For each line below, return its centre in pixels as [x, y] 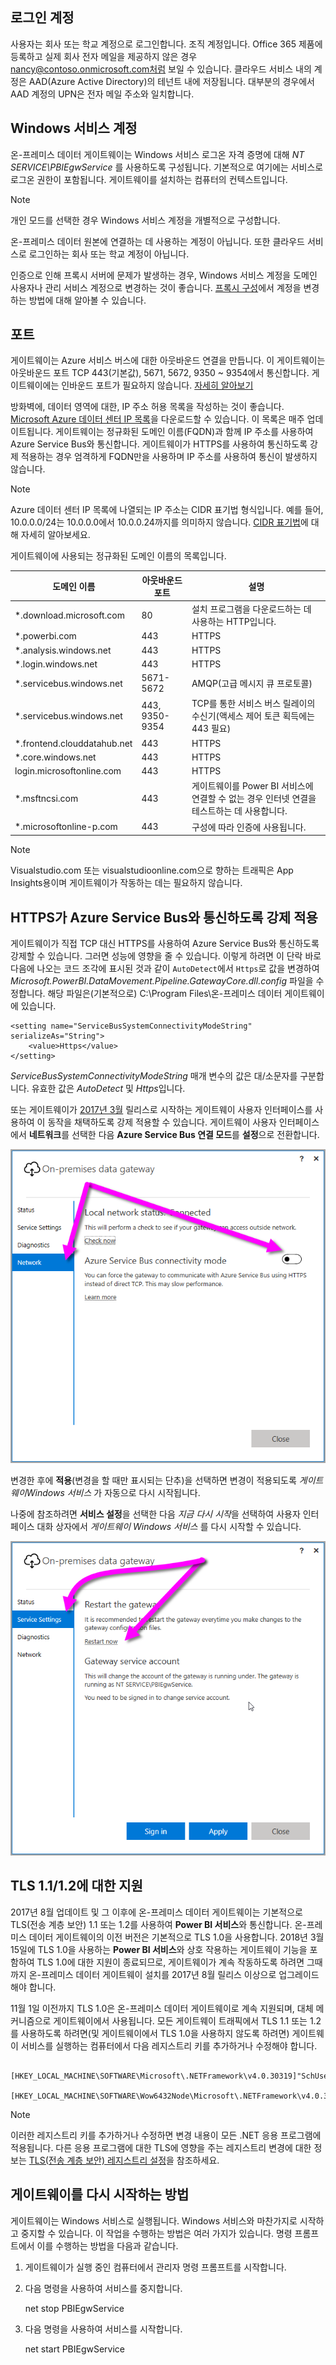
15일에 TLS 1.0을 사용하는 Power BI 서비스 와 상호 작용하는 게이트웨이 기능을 [159, 1949]
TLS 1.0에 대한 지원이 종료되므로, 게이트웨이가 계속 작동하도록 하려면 [170, 1962]
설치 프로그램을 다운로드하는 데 [251, 609]
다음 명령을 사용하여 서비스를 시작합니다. [103, 2329]
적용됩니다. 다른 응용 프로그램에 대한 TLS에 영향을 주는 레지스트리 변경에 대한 [161, 2147]
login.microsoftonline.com [68, 771]
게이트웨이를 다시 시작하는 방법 [100, 2194]
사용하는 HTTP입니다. [234, 622]
